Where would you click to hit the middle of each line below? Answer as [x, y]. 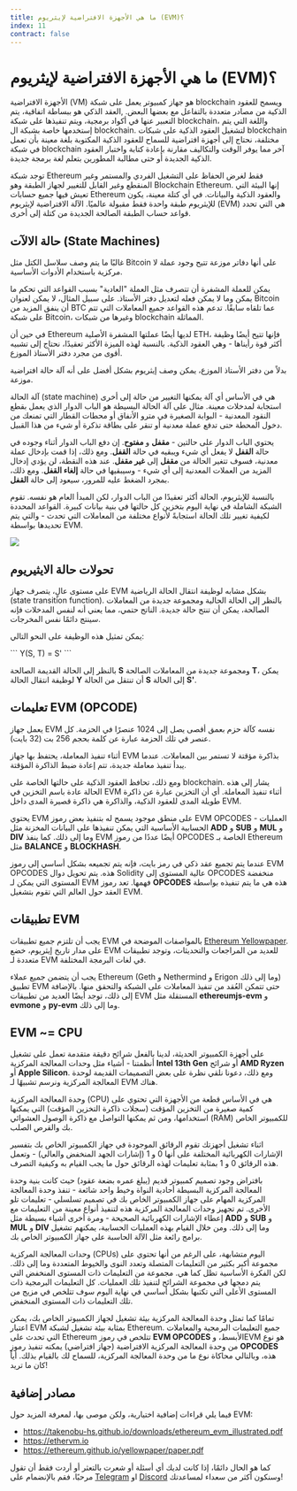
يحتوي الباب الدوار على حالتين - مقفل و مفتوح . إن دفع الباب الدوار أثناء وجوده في [142, 442]
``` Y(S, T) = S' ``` [41, 653]
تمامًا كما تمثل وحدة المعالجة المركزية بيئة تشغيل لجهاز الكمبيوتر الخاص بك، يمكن [142, 1318]
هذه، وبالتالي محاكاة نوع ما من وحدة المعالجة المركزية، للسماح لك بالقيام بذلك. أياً [143, 1356]
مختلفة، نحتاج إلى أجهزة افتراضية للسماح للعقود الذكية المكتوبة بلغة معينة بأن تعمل [145, 140]
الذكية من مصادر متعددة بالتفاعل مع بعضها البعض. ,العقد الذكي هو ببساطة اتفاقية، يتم [148, 111]
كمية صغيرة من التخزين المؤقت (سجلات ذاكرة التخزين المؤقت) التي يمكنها [132, 1109]
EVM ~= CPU [46, 1032]
